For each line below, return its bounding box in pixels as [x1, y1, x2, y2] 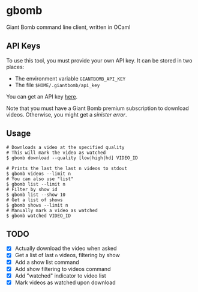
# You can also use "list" [6, 175, 74, 182]
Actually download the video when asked [14, 245, 117, 252]
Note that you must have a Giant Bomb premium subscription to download [6, 105, 189, 112]
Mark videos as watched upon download [14, 279, 116, 286]
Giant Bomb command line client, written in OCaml [6, 23, 131, 31]
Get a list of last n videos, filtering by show [14, 252, 120, 259]
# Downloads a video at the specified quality [6, 144, 125, 150]
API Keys [6, 41, 41, 51]
